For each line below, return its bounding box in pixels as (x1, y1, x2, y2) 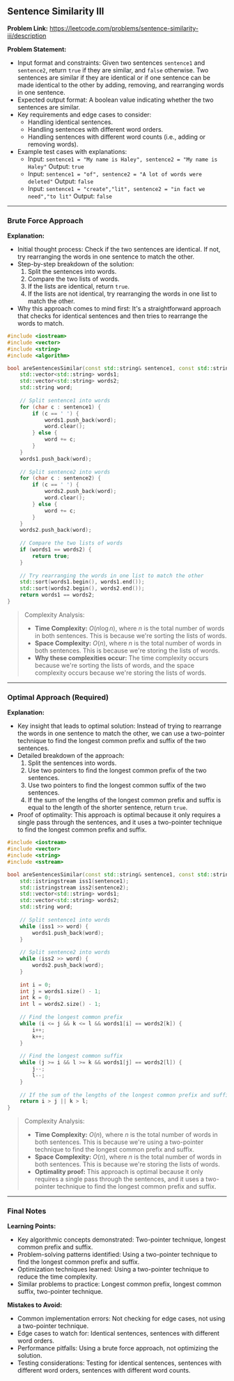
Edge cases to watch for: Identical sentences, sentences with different (17, 1329, 220, 1338)
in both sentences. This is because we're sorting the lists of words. (34, 631, 228, 640)
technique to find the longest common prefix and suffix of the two (17, 737, 207, 745)
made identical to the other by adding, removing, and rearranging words (17, 80, 224, 89)
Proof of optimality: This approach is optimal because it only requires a (17, 811, 221, 819)
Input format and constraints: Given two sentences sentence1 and (17, 59, 205, 67)
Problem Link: (7, 24, 49, 32)
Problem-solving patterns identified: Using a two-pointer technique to (17, 1251, 218, 1259)
